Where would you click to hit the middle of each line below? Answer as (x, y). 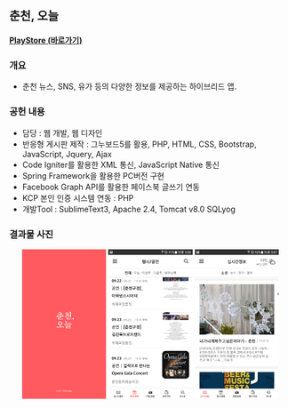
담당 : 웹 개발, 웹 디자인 (62, 132)
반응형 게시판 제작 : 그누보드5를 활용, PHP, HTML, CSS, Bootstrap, (139, 144)
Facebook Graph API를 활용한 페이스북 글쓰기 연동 (111, 187)
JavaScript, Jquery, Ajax (67, 154)
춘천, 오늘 (34, 16)
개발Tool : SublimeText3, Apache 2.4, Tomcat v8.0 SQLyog (128, 209)
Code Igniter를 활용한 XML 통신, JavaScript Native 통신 (121, 164)
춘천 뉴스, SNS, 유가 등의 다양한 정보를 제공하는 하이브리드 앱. (129, 86)
